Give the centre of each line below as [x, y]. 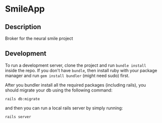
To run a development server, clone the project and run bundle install [76, 65]
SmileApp [25, 9]
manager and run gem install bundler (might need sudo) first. [67, 76]
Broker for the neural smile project [39, 38]
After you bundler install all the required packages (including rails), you [75, 85]
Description [23, 27]
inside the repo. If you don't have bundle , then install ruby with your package [81, 70]
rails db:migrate [22, 99]
